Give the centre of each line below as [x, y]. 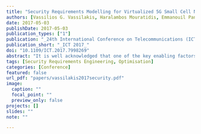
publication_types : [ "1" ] [38, 34]
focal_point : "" [32, 95]
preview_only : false [37, 100]
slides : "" [20, 111]
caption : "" [27, 89]
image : [14, 84]
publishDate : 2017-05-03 [37, 28]
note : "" [17, 117]
